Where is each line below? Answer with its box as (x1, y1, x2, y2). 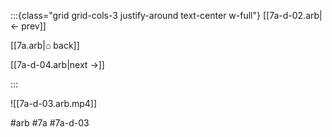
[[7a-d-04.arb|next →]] (10, 59, 105, 70)
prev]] (21, 20, 47, 32)
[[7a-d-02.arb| (262, 10, 323, 21)
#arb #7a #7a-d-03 (10, 117, 90, 129)
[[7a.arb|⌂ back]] (10, 40, 80, 51)
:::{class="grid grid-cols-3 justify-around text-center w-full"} (10, 10, 261, 21)
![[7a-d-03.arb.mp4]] (10, 98, 98, 109)
